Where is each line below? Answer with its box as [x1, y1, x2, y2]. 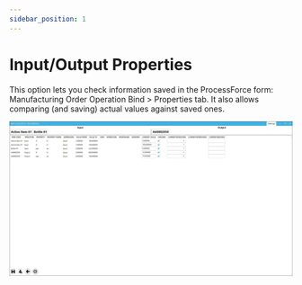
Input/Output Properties [9, 54, 193, 75]
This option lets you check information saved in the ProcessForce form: [9, 84, 274, 94]
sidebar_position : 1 [9, 14, 87, 23]
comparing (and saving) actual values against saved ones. [9, 103, 225, 114]
